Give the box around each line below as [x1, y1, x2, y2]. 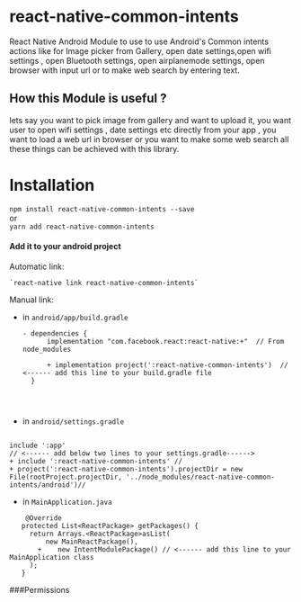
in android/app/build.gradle [22, 311, 128, 322]
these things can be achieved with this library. [9, 143, 180, 154]
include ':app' [9, 441, 66, 450]
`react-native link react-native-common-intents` [9, 278, 199, 287]
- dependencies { [22, 328, 88, 338]
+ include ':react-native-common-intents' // [9, 456, 182, 465]
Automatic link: [9, 261, 65, 272]
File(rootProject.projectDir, [9, 472, 123, 481]
